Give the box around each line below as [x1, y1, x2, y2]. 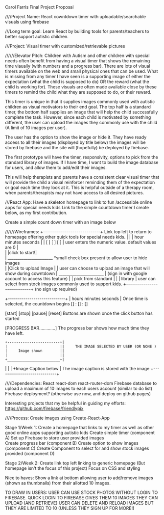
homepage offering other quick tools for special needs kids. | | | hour [5, 234, 144, 240]
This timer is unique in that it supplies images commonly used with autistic [5, 99, 155, 105]
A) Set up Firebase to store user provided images [5, 435, 104, 441]
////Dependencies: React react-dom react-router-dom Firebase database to [5, 380, 157, 386]
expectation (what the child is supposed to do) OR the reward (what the [5, 79, 149, 84]
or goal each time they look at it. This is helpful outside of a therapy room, [5, 185, 154, 190]
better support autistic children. [5, 34, 69, 39]
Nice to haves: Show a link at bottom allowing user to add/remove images [5, 475, 153, 481]
